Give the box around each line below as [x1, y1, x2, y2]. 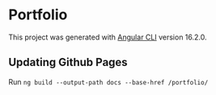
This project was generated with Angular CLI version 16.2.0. [8, 32, 208, 42]
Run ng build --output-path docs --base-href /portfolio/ [8, 76, 209, 86]
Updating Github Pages [8, 56, 128, 69]
